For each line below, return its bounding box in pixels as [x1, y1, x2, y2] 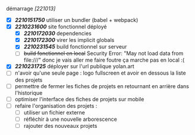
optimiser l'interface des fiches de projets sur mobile [14, 95, 144, 102]
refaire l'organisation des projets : [14, 102, 97, 109]
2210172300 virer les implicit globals [23, 37, 115, 44]
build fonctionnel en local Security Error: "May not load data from [23, 50, 184, 57]
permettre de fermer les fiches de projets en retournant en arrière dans [14, 82, 189, 89]
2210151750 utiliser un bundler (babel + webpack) [14, 17, 139, 23]
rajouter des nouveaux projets [23, 122, 97, 129]
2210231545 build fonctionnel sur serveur [23, 43, 127, 50]
